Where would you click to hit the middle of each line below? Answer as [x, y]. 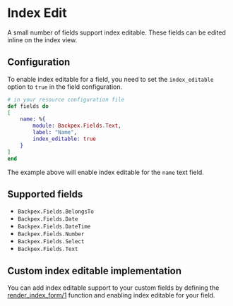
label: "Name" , [55, 133]
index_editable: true [65, 139]
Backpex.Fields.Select [51, 242]
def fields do [28, 106]
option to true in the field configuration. [65, 87]
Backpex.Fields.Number [51, 234]
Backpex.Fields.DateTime [54, 227]
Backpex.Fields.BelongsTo [55, 212]
